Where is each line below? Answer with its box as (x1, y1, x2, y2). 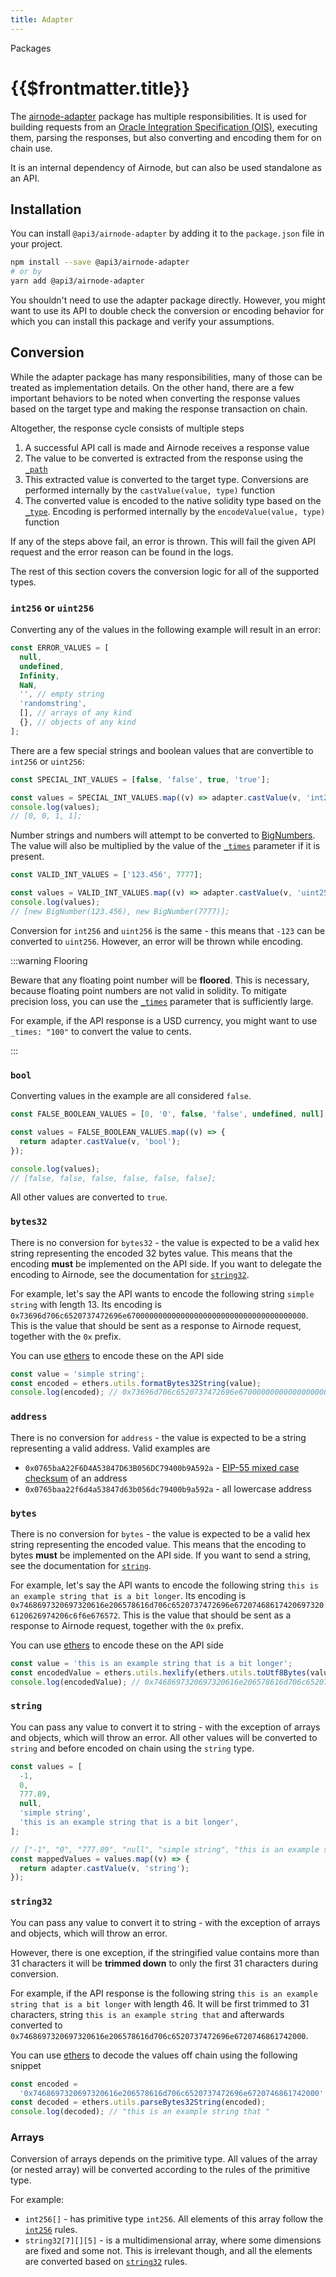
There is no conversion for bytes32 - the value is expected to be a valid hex (10, 1236, 320, 1248)
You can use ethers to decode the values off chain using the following (10, 2049, 298, 2061)
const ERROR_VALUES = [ (10, 643, 110, 653)
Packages (10, 42, 52, 54)
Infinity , (19, 671, 60, 681)
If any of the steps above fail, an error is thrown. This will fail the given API (10, 535, 317, 547)
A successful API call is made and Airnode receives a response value (24, 441, 310, 453)
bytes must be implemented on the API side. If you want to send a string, (10, 1549, 312, 1561)
